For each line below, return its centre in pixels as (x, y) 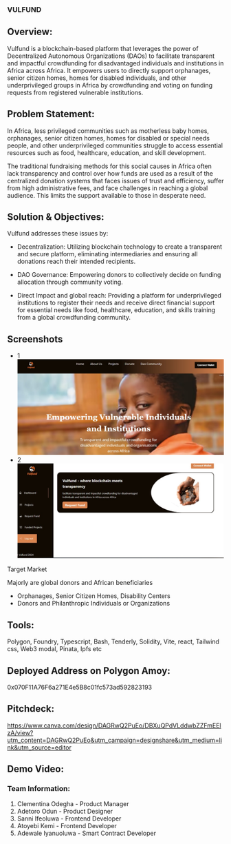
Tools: (21, 625)
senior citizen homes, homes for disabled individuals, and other (97, 78)
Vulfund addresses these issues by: (58, 234)
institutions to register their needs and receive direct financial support (116, 303)
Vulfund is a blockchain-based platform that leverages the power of (103, 48)
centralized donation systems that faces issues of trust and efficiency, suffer (115, 181)
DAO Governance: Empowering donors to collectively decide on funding (119, 275)
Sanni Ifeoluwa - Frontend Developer (69, 819)
